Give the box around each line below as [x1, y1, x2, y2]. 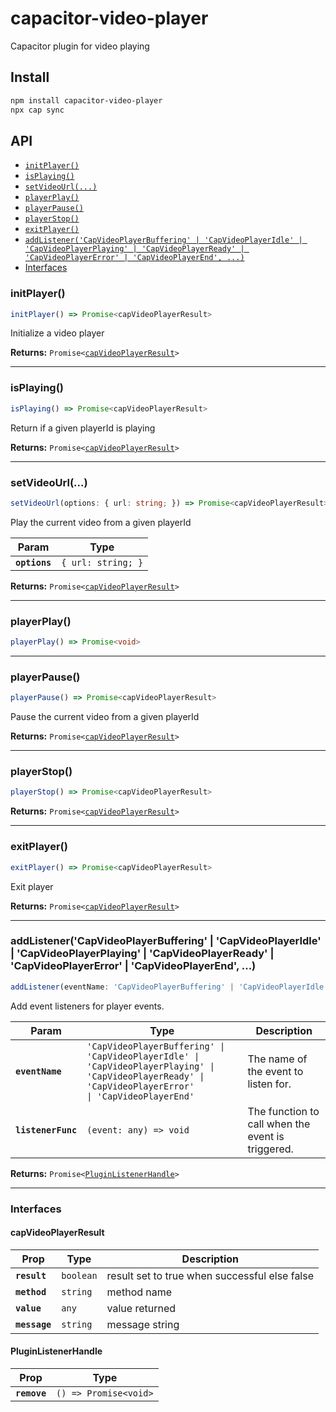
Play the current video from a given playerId [10, 516, 192, 528]
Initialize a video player [10, 327, 105, 339]
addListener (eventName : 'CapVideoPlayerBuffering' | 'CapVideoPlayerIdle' [10, 982, 329, 992]
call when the [247, 1117, 311, 1131]
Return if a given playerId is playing [10, 422, 156, 434]
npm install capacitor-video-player [10, 95, 163, 106]
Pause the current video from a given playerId [10, 711, 200, 723]
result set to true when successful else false [106, 1268, 315, 1282]
